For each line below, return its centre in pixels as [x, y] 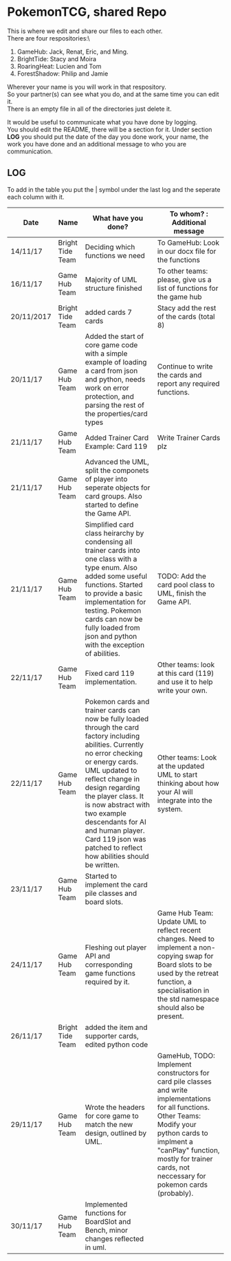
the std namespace [188, 999]
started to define [112, 505]
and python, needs [115, 379]
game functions [110, 973]
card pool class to [186, 584]
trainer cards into [112, 550]
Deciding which [110, 247]
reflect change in [112, 779]
